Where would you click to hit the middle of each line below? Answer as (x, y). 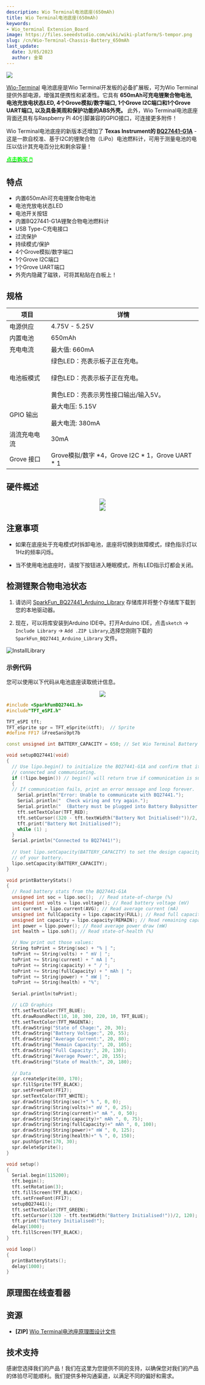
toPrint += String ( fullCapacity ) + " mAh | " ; (72, 971)
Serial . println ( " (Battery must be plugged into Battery (92, 806)
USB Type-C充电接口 (41, 229)
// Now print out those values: (53, 943)
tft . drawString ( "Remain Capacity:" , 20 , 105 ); (72, 1045)
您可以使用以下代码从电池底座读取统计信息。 (63, 681)
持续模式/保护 (32, 244)
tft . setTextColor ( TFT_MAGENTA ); (53, 1022)
